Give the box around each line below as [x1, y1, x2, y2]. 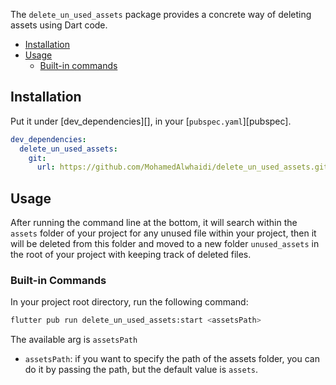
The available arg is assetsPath [10, 334, 138, 346]
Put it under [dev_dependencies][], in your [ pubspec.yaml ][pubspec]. [10, 115, 292, 127]
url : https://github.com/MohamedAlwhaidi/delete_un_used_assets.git [36, 162, 329, 173]
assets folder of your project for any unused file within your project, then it [10, 227, 317, 239]
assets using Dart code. [10, 19, 108, 31]
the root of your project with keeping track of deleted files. [10, 249, 252, 261]
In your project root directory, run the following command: [10, 296, 249, 308]
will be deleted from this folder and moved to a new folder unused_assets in [10, 238, 320, 250]
